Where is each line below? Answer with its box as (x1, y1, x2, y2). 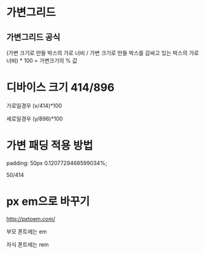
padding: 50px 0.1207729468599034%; (6, 159, 107, 166)
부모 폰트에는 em (6, 228, 47, 235)
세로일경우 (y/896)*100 (6, 114, 63, 122)
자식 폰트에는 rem (6, 241, 49, 248)
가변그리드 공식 (6, 32, 61, 42)
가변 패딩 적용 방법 (6, 139, 93, 153)
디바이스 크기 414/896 (6, 81, 115, 95)
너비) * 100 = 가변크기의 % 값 (6, 57, 78, 64)
